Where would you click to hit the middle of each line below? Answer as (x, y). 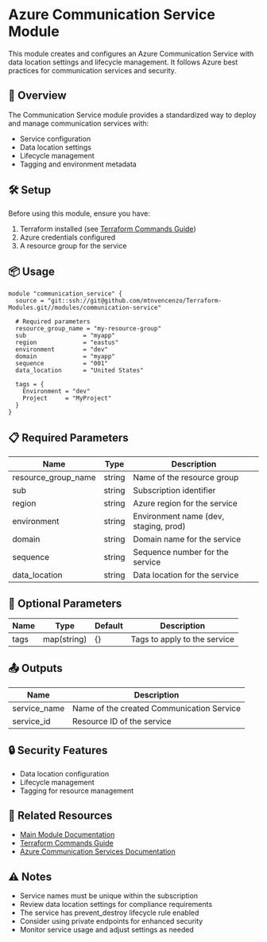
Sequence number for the (181, 553)
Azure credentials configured (68, 237)
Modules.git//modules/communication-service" (85, 308)
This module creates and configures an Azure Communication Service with (131, 53)
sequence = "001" (62, 364)
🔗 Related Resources (60, 816)
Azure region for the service (186, 503)
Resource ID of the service (122, 721)
